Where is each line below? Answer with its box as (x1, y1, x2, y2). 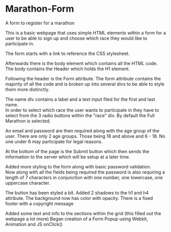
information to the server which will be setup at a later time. (5, 154, 130, 160)
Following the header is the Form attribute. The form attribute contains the (5, 75, 161, 81)
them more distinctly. (5, 86, 50, 92)
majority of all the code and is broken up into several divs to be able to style (5, 81, 165, 87)
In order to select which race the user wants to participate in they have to (5, 107, 159, 113)
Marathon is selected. (5, 118, 51, 124)
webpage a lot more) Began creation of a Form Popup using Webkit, (5, 216, 148, 222)
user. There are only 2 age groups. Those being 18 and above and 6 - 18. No (5, 133, 165, 139)
